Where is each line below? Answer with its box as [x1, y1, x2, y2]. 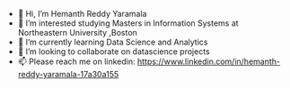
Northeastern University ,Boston [17, 28, 137, 37]
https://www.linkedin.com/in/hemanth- [136, 56, 281, 67]
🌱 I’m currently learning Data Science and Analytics [17, 36, 208, 47]
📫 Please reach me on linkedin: [17, 56, 136, 67]
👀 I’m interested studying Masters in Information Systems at [17, 18, 240, 28]
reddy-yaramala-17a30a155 [17, 69, 119, 79]
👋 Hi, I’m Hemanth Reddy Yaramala [17, 9, 147, 19]
